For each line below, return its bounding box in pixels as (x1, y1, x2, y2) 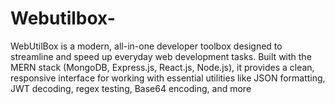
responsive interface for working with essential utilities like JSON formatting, (10, 72, 326, 84)
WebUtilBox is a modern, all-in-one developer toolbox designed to (10, 40, 283, 52)
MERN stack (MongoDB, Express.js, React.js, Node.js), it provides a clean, (10, 61, 315, 73)
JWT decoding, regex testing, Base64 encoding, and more (10, 82, 252, 94)
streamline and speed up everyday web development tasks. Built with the (10, 50, 312, 62)
